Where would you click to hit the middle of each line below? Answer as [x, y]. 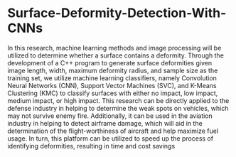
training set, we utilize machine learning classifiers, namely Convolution [112, 78]
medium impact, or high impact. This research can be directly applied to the [118, 100]
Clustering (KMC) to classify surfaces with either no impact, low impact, [113, 93]
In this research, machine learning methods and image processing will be [114, 48]
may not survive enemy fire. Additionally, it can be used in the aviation [110, 116]
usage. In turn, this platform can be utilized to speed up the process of [111, 138]
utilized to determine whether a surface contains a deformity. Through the [116, 55]
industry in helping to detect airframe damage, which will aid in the [105, 123]
